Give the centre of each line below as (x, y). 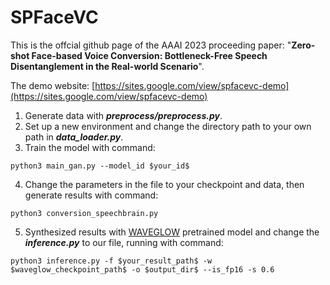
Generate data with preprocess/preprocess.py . (123, 115)
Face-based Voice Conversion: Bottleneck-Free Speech (149, 55)
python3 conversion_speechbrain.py (84, 213)
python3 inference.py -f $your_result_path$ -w (111, 261)
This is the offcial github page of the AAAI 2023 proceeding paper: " (151, 45)
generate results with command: (91, 195)
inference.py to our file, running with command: (124, 242)
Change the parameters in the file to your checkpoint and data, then (164, 184)
